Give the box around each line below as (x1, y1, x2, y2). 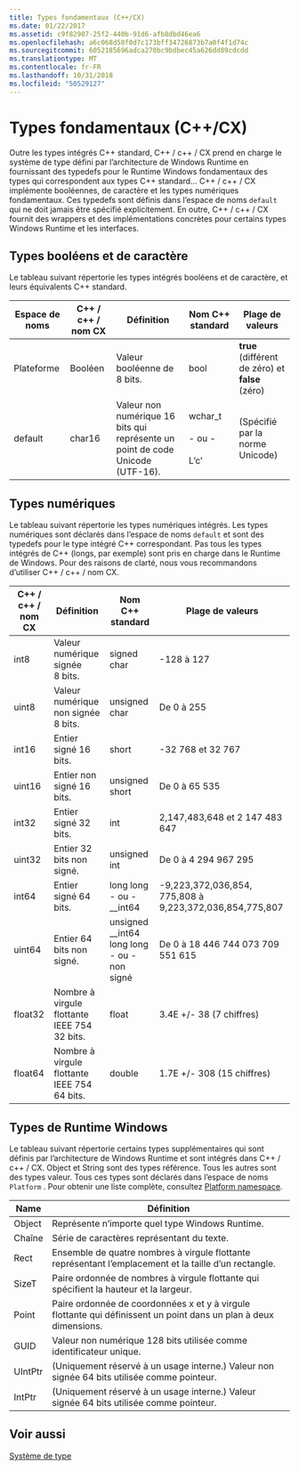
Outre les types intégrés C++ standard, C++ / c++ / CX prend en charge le (9, 147, 282, 158)
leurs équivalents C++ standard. (9, 281, 127, 292)
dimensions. (52, 1320, 103, 1332)
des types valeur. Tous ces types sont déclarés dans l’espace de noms (9, 1172, 269, 1182)
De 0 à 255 (158, 701, 206, 713)
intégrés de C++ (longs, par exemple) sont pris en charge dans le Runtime (9, 548, 281, 559)
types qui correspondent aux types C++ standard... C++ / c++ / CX (9, 175, 256, 186)
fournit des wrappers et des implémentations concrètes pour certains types (9, 213, 287, 223)
